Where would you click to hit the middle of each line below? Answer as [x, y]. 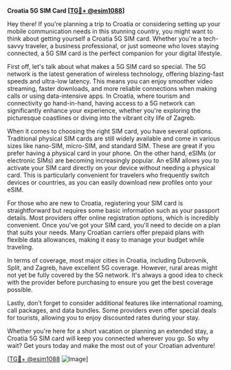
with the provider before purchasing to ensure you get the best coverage [110, 282]
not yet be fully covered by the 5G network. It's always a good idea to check [115, 275]
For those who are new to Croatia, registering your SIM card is [95, 203]
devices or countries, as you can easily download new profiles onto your [110, 182]
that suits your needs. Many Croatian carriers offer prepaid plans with [106, 232]
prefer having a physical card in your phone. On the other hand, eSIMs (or [112, 153]
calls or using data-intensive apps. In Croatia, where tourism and [99, 96]
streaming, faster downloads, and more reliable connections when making [112, 89]
